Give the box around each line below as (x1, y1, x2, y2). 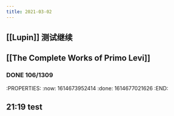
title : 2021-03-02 (6, 8, 52, 15)
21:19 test (6, 102, 43, 112)
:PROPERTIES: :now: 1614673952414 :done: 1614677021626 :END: (6, 84, 169, 91)
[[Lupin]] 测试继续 (6, 32, 73, 42)
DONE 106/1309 (6, 71, 54, 80)
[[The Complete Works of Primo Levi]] (6, 53, 151, 63)
